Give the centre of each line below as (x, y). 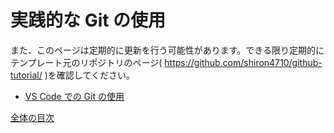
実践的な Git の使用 (88, 20)
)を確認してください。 (90, 75)
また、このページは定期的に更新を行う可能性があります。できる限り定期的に (167, 50)
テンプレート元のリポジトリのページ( (86, 62)
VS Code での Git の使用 (74, 96)
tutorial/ (26, 75)
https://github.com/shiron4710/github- (243, 62)
